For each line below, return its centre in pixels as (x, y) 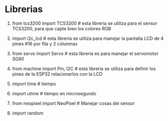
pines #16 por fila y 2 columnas (45, 43)
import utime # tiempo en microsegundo (54, 93)
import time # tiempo (34, 84)
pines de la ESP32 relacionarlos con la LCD (57, 74)
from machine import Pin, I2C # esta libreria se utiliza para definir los (84, 69)
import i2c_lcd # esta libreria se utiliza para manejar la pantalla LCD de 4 (88, 38)
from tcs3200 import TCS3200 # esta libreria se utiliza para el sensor (85, 23)
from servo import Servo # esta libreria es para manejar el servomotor (85, 53)
